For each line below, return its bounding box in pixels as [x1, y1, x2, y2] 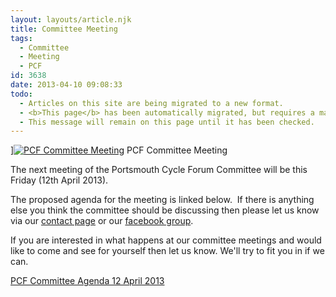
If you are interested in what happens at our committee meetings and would [10, 234, 322, 246]
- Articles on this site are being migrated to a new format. [19, 98, 284, 108]
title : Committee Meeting [10, 24, 118, 34]
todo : [10, 89, 33, 99]
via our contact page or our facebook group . [10, 215, 194, 227]
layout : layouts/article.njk [10, 14, 132, 25]
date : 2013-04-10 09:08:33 [10, 80, 123, 90]
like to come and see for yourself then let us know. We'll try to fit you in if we [10, 245, 325, 257]
